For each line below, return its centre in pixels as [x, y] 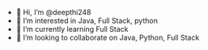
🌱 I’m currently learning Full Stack [72, 29]
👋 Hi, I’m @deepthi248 [53, 12]
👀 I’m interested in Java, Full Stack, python [87, 21]
